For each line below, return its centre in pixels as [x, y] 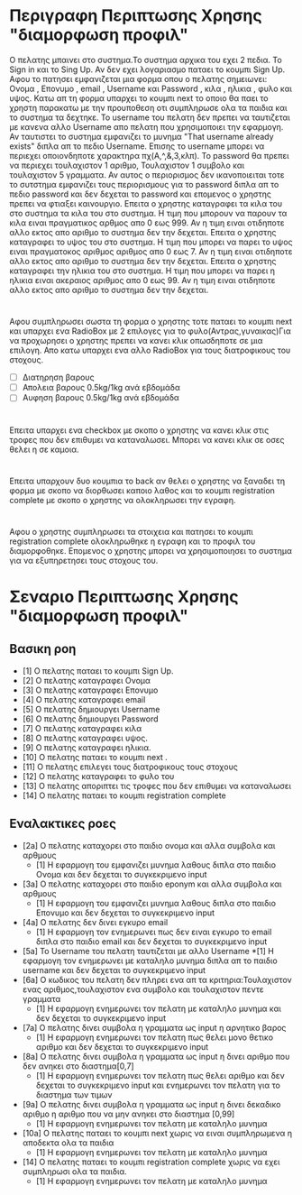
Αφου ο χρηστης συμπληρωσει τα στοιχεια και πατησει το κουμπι [132, 531]
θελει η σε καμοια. [44, 449]
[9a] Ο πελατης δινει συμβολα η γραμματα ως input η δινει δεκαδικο [151, 1104]
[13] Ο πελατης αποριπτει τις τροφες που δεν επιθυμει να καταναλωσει [156, 786]
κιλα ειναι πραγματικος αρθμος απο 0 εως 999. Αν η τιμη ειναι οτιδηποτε [147, 223]
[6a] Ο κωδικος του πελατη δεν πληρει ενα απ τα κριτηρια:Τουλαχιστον [157, 979]
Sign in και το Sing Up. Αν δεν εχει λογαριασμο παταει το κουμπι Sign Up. [147, 69]
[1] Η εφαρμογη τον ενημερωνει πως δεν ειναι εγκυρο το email [154, 932]
